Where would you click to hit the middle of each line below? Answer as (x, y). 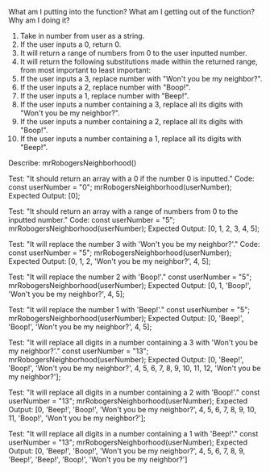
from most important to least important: (85, 70)
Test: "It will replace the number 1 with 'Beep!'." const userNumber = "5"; (129, 309)
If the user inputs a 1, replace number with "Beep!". (104, 96)
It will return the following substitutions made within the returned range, (139, 61)
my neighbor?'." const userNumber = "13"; (79, 351)
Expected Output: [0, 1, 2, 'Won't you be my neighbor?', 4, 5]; (110, 261)
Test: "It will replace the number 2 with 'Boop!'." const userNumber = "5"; (130, 277)
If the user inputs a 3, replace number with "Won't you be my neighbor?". (141, 79)
